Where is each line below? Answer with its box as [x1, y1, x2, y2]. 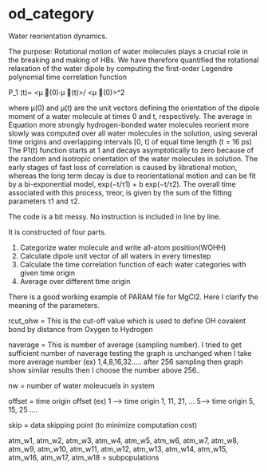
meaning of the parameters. [8, 300, 100, 310]
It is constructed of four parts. [8, 227, 107, 236]
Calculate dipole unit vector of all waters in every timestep [19, 251, 211, 260]
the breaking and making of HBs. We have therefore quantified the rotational [8, 55, 259, 65]
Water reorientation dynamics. [8, 31, 108, 41]
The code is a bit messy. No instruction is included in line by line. [8, 211, 221, 221]
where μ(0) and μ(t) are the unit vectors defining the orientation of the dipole [8, 103, 260, 113]
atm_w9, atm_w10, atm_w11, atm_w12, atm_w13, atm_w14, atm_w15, [8, 444, 228, 453]
